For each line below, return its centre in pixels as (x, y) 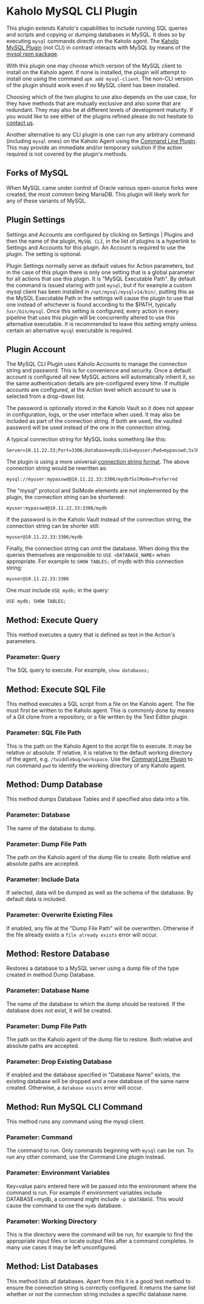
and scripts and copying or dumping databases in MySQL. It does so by (96, 34)
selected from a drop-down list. (46, 396)
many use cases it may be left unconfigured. (62, 1247)
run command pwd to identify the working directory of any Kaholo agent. (96, 765)
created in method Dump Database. (51, 975)
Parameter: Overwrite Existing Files (60, 915)
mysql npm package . (32, 54)
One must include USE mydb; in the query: (58, 590)
